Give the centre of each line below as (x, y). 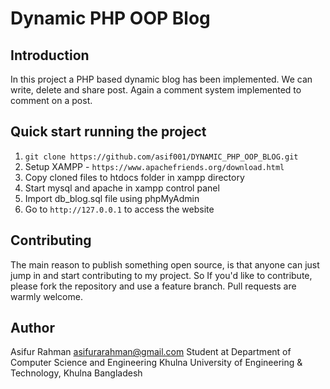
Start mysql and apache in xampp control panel (122, 188)
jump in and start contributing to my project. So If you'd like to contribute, (161, 275)
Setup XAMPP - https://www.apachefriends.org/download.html (154, 166)
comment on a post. (51, 100)
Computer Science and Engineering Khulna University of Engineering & (156, 363)
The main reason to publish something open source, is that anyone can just (165, 264)
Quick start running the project (108, 132)
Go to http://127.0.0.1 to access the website (119, 209)
